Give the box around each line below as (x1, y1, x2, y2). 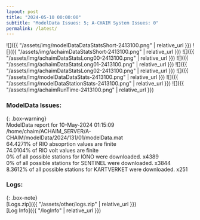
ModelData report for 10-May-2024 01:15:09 (6, 121, 115, 129)
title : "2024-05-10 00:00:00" (6, 14, 82, 20)
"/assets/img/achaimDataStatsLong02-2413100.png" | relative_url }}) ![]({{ (6, 67, 189, 75)
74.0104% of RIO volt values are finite (6, 146, 99, 154)
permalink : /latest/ (6, 25, 58, 32)
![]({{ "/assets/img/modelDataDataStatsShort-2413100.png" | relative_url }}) (6, 42, 192, 49)
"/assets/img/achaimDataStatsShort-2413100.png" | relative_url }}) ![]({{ (17, 48, 195, 56)
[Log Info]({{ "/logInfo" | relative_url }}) (6, 207, 101, 214)
